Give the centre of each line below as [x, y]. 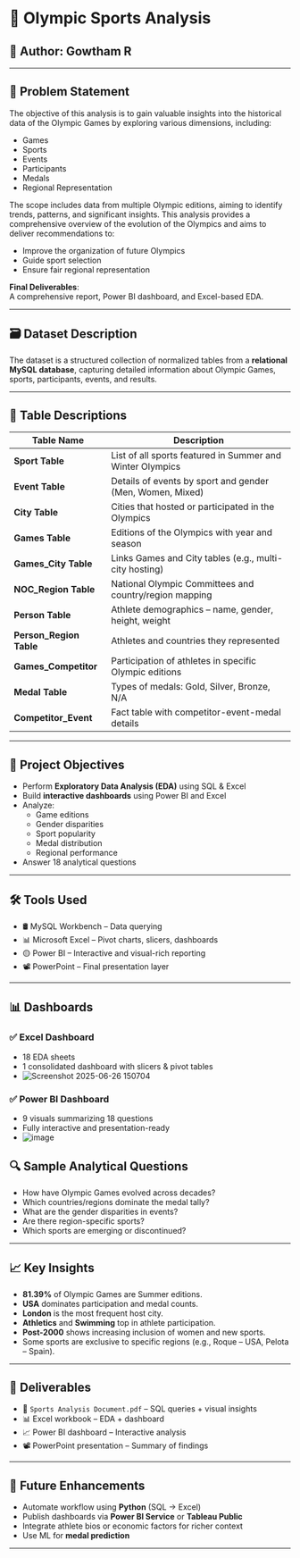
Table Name [58, 440]
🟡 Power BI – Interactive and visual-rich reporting [114, 953]
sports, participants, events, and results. [83, 379]
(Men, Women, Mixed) [158, 492]
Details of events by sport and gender [190, 482]
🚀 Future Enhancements [77, 1485]
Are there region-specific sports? [83, 1221]
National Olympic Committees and [183, 584]
